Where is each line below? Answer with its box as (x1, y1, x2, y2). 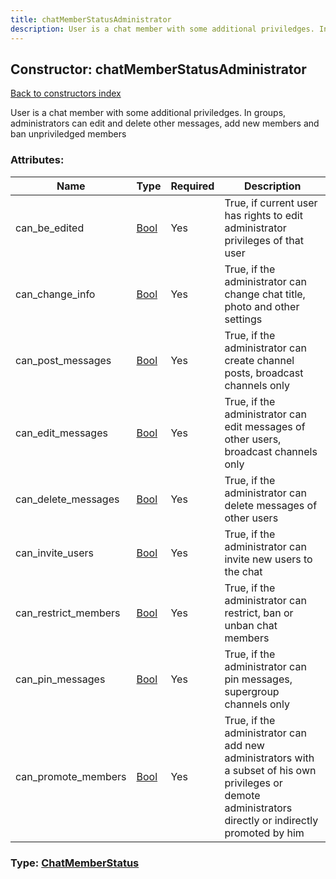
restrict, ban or (224, 606, 294, 620)
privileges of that (224, 233, 304, 247)
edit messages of (224, 419, 306, 433)
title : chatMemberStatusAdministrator (10, 14, 172, 25)
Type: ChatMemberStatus (10, 856, 140, 870)
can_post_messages (15, 353, 112, 367)
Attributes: (10, 153, 65, 167)
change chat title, (224, 287, 306, 301)
